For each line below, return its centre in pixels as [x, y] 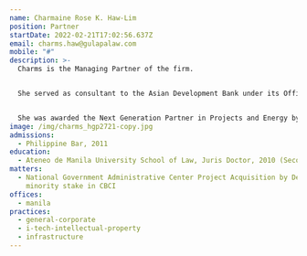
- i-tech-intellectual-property [79, 229]
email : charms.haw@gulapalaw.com [73, 43]
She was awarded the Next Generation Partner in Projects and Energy [153, 118]
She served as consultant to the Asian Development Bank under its [149, 93]
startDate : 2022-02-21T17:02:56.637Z [81, 35]
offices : [26, 194]
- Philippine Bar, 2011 [63, 144]
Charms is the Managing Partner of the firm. [106, 69]
